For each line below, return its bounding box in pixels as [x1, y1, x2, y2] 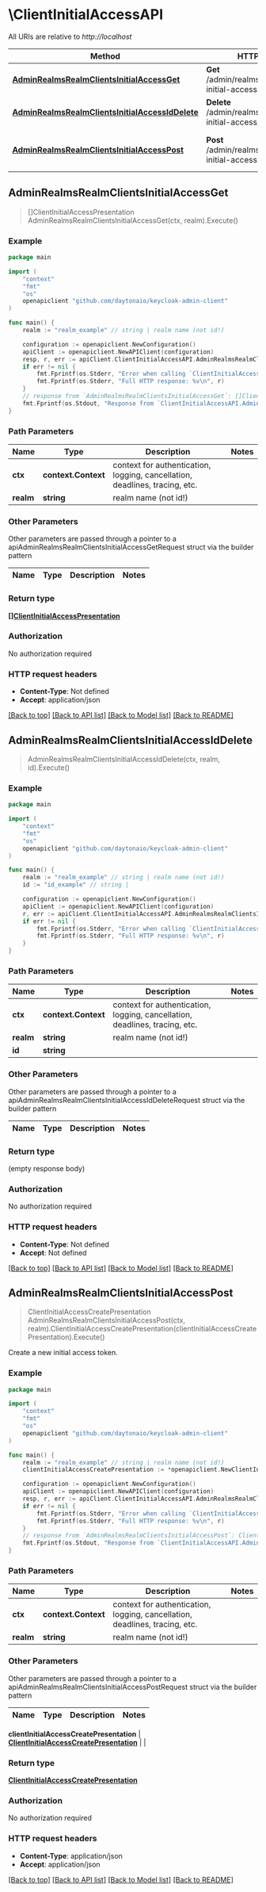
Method [89, 50, 121, 61]
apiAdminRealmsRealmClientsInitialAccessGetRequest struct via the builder [8, 542, 254, 552]
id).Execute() [27, 763, 70, 772]
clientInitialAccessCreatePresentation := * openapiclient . [22, 1465, 222, 1474]
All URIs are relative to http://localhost [8, 32, 132, 41]
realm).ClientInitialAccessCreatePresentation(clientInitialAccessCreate [27, 1324, 257, 1334]
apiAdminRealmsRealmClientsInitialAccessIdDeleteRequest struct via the [8, 1095, 245, 1105]
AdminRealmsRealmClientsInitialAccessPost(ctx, [27, 1316, 186, 1325]
